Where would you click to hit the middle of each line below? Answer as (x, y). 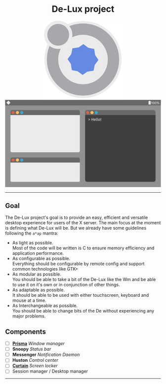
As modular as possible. (37, 274)
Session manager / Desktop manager (50, 371)
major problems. (29, 316)
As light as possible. (33, 243)
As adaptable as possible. (39, 290)
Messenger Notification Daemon (46, 355)
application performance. (38, 253)
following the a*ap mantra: (32, 233)
